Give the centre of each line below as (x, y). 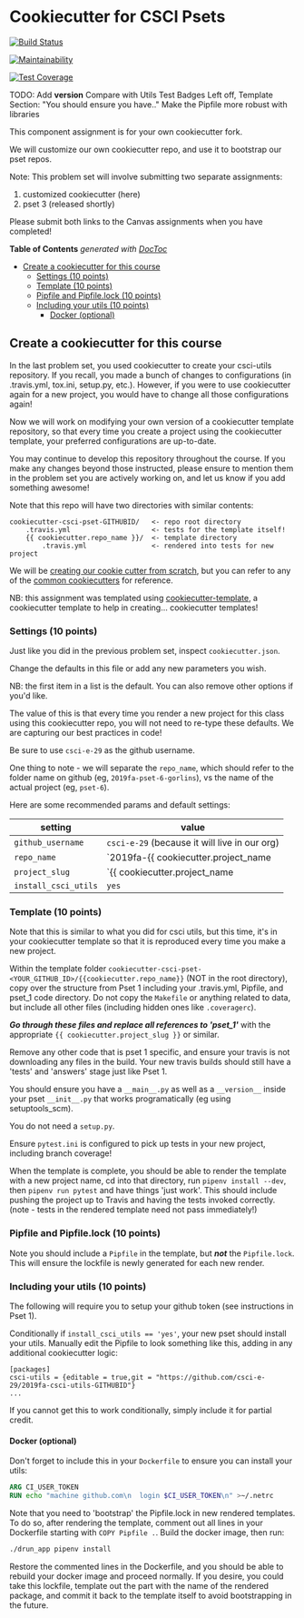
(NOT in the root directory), (237, 979)
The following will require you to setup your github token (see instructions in (152, 1306)
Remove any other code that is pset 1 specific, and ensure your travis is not (150, 1052)
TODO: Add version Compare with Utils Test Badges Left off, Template (142, 95)
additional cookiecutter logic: (64, 1352)
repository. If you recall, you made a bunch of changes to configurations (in (151, 375)
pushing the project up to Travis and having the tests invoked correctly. (142, 1200)
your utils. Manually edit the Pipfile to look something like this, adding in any (151, 1342)
